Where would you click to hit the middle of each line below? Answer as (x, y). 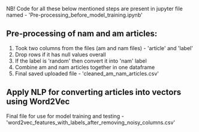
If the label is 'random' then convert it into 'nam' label (81, 61)
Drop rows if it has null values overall (60, 54)
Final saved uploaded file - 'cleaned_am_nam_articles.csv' (87, 73)
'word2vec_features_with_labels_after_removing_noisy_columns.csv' (91, 122)
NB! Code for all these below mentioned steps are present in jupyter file (94, 9)
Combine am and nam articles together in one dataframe (85, 67)
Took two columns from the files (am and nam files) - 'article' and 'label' (104, 48)
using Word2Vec (38, 102)
